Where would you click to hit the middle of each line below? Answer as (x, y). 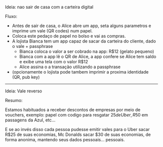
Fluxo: (11, 16)
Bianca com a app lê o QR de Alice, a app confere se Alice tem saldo (88, 57)
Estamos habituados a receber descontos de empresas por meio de (73, 110)
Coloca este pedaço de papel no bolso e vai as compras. (69, 36)
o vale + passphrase (33, 46)
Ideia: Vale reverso (24, 91)
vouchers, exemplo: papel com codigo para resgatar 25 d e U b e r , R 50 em (76, 115)
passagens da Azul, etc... (30, 120)
